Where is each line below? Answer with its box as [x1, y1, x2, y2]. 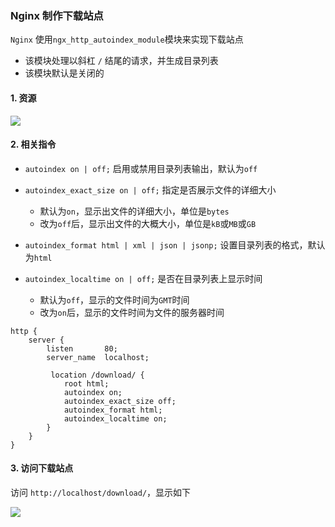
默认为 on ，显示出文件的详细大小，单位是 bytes [39, 205, 230, 217]
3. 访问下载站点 [10, 462, 74, 474]
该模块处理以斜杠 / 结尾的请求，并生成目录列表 [24, 55, 219, 67]
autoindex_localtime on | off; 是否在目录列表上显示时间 [24, 272, 263, 284]
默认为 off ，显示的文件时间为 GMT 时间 [39, 293, 190, 306]
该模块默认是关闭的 [24, 67, 105, 79]
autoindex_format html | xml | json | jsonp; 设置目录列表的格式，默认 [24, 238, 326, 251]
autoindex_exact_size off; [63, 396, 177, 406]
